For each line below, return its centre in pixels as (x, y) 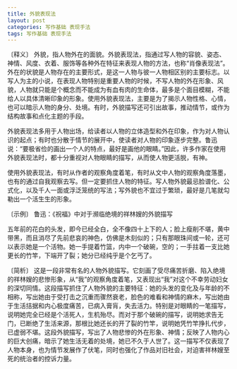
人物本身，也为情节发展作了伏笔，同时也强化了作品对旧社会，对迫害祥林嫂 (115, 350)
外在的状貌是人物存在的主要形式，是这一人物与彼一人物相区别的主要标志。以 (119, 72)
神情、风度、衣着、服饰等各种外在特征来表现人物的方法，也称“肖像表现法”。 (118, 63)
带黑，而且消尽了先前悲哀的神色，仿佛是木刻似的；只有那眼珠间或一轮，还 (115, 238)
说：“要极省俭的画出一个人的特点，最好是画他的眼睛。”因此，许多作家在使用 (117, 149)
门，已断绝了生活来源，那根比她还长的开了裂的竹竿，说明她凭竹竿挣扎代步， (119, 323)
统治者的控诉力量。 (47, 359)
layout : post (26, 20)
